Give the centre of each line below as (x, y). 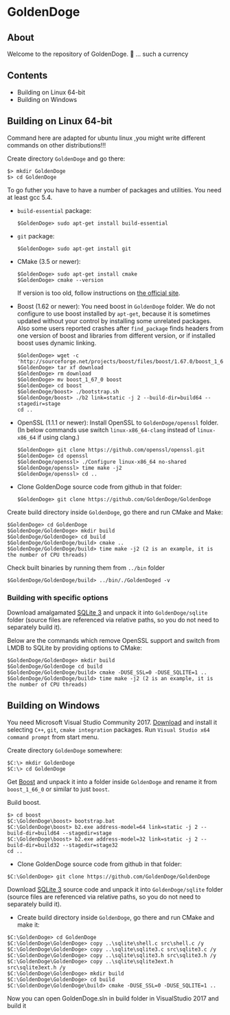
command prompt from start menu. (53, 737)
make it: (28, 925)
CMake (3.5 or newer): (49, 261)
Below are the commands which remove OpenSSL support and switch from (113, 640)
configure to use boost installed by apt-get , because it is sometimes (114, 314)
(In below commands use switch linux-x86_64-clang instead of (106, 430)
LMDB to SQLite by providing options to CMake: (74, 648)
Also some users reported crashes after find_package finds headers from (120, 328)
